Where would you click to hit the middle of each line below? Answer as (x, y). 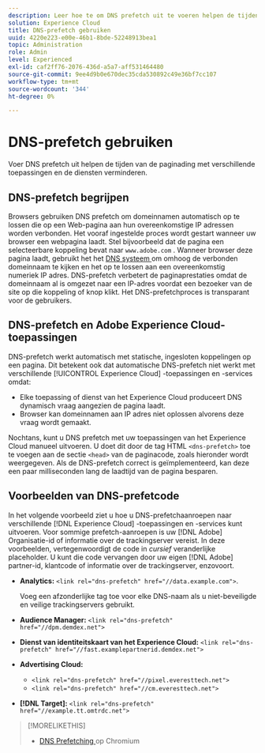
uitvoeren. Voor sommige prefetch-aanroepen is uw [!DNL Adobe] (116, 532)
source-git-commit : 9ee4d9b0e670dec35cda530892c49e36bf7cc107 (112, 74)
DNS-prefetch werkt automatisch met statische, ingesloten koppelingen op (130, 356)
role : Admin (28, 52)
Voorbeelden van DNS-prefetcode (94, 496)
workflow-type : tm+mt (44, 81)
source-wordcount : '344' (49, 89)
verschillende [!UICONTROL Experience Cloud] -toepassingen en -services (131, 373)
